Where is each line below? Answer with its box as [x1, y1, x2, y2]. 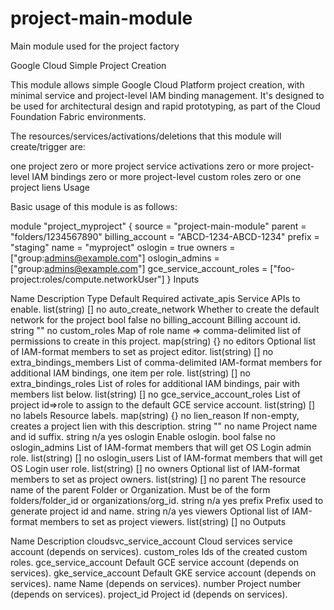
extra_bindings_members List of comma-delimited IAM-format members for [10, 356, 323, 368]
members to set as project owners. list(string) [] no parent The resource [10, 473, 307, 485]
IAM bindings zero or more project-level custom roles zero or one [31, 170, 302, 182]
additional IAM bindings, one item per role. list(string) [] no [10, 367, 251, 379]
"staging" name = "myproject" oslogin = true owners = [10, 241, 236, 253]
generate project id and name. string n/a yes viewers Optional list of [10, 505, 290, 517]
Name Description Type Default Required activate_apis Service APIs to [10, 292, 301, 304]
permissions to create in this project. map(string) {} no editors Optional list [10, 335, 317, 347]
